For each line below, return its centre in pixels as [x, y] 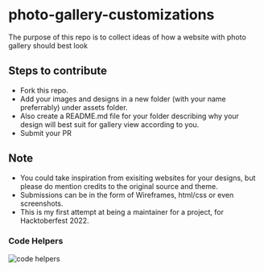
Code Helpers [36, 241]
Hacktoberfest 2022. [55, 220]
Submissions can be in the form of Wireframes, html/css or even [127, 195]
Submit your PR [46, 133]
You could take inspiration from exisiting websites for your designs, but [138, 178]
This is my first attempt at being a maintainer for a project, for [122, 211]
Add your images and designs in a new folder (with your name [123, 99]
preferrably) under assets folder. [74, 107]
